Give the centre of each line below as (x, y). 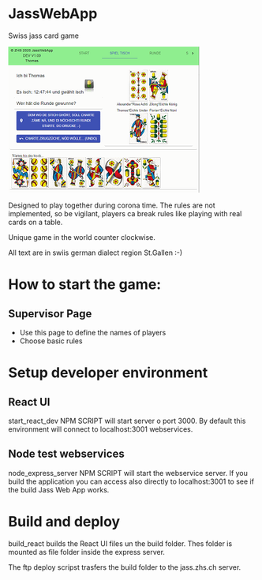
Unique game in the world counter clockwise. (82, 237)
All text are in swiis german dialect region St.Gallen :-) (95, 253)
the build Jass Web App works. (59, 489)
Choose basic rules (51, 341)
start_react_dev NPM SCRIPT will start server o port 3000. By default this (127, 421)
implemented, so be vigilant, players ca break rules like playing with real (125, 213)
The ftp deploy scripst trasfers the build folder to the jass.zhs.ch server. (125, 567)
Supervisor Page (50, 314)
